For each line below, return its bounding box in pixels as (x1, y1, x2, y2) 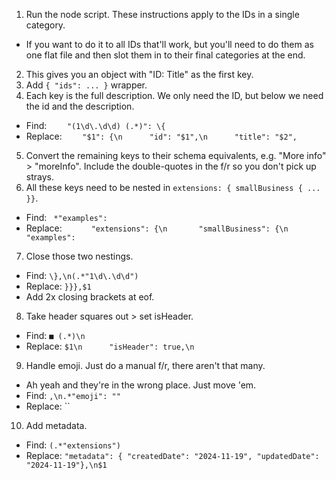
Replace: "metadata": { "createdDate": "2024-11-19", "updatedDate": (25, 450, 320, 461)
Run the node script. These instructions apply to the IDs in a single (25, 9, 300, 20)
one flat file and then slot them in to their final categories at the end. (25, 49, 306, 61)
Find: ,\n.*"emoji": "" (25, 390, 121, 401)
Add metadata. (25, 420, 88, 431)
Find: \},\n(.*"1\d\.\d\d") (25, 270, 139, 281)
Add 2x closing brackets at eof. (25, 291, 155, 303)
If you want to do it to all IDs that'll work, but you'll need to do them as (25, 39, 314, 50)
